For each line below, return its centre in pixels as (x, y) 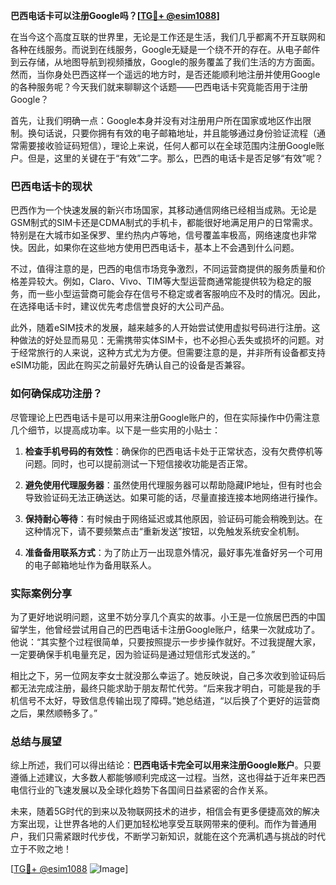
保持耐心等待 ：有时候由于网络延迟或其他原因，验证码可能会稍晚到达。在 (173, 518)
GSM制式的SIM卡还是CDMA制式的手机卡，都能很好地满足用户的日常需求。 (164, 223)
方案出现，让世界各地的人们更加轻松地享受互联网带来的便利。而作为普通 (159, 824)
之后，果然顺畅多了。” (54, 713)
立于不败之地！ (41, 849)
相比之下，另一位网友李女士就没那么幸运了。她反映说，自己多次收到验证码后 (168, 675)
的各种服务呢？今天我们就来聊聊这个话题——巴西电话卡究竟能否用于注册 (159, 87)
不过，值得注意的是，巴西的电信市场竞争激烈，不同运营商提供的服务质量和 (163, 269)
